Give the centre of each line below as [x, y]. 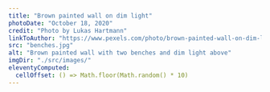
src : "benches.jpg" [41, 46]
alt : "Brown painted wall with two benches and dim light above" [120, 53]
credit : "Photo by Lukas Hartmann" [68, 30]
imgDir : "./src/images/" [50, 61]
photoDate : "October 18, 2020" [61, 23]
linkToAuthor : [32, 38]
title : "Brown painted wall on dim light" [80, 16]
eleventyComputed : [39, 68]
